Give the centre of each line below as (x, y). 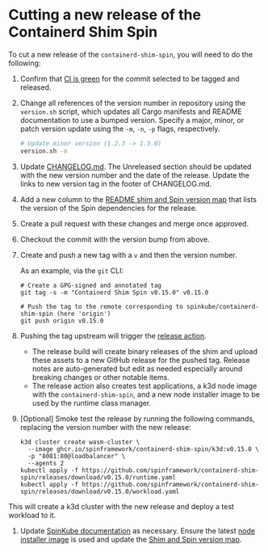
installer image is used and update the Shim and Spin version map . (131, 539)
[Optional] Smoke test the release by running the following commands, (138, 419)
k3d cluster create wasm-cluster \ (80, 442)
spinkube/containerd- (223, 306)
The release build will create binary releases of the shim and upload (145, 351)
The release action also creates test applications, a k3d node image (144, 386)
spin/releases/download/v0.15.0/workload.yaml (100, 491)
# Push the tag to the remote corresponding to (101, 306)
